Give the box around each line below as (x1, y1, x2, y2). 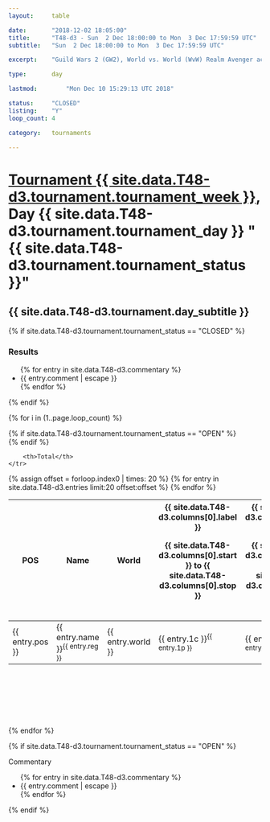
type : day (8, 70, 63, 79)
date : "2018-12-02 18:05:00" (8, 26, 128, 35)
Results (8, 347, 39, 358)
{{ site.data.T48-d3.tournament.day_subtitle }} (8, 305, 250, 319)
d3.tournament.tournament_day (8, 222, 229, 240)
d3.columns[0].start (158, 549, 237, 561)
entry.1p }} (157, 643, 193, 652)
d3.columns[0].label (157, 512, 238, 523)
